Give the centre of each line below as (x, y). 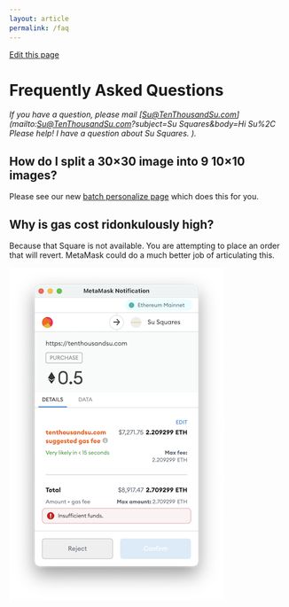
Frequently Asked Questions (117, 90)
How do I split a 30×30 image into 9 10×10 (127, 161)
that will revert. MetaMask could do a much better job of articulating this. (142, 255)
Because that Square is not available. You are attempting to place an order (145, 246)
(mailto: (23, 124)
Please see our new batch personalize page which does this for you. (134, 197)
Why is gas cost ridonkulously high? (112, 225)
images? (33, 175)
